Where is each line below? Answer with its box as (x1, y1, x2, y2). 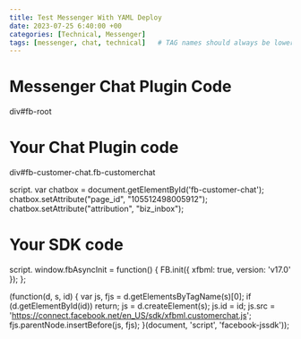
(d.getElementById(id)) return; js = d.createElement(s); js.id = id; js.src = (9, 301, 276, 311)
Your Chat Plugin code (9, 138, 179, 157)
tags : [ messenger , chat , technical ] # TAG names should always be (9, 38, 271, 47)
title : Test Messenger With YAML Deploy (9, 13, 163, 22)
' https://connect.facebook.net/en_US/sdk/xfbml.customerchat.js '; (9, 310, 253, 321)
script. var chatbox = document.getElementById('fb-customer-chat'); (9, 184, 264, 195)
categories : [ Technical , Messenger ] (9, 30, 146, 38)
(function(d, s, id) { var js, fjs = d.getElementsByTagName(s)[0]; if (9, 292, 252, 302)
